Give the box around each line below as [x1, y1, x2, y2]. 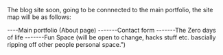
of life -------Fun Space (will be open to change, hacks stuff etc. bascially [7, 33, 216, 41]
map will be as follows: [7, 13, 72, 21]
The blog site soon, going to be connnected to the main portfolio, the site [7, 6, 213, 14]
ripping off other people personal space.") [7, 41, 126, 48]
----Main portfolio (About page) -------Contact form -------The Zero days [7, 26, 216, 34]
